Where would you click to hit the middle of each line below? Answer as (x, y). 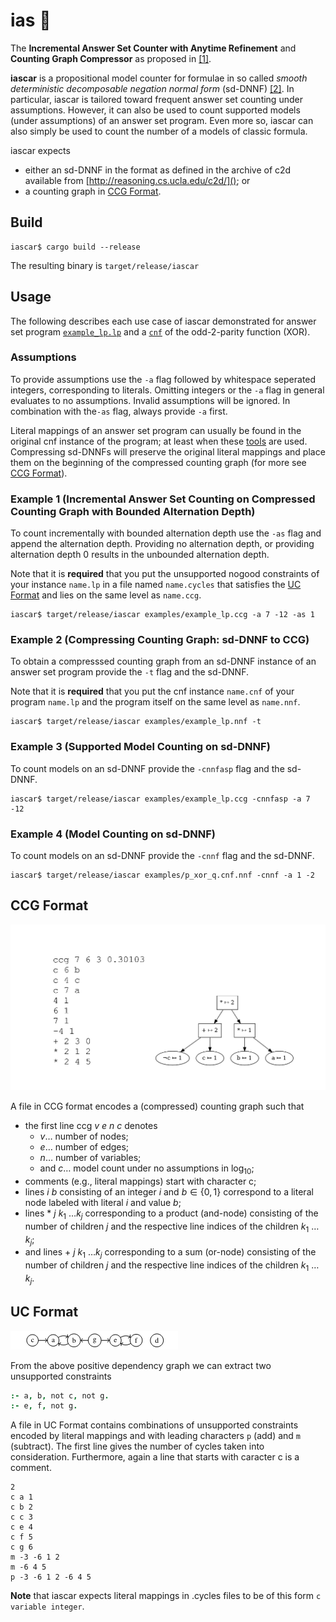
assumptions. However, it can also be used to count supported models (155, 110)
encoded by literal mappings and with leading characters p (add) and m (156, 1436)
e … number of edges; (84, 1147)
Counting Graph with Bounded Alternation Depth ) (133, 511)
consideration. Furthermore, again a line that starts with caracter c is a (155, 1457)
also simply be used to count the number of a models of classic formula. (159, 131)
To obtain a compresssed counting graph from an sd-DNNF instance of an (163, 661)
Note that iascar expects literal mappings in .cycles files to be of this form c (166, 1596)
